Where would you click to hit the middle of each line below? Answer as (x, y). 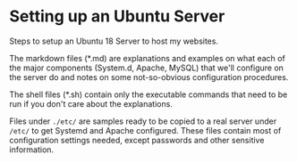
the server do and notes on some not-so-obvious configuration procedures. (149, 77)
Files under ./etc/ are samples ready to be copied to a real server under (143, 121)
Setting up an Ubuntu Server (117, 16)
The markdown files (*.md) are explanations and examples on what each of (148, 58)
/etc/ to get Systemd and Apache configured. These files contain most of (145, 130)
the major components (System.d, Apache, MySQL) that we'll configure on (147, 68)
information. (32, 150)
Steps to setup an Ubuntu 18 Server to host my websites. (114, 41)
